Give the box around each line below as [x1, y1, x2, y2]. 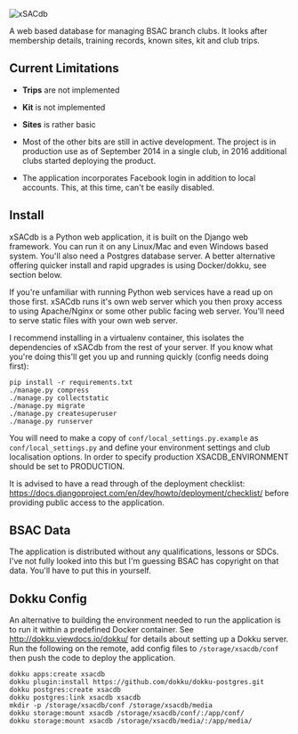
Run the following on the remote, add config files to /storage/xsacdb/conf [9, 643, 279, 654]
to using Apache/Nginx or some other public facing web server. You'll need [9, 306, 285, 316]
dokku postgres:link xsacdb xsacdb [9, 693, 141, 703]
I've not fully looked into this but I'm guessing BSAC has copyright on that [9, 556, 279, 567]
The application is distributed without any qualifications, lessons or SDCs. [9, 546, 279, 557]
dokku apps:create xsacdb [9, 670, 105, 679]
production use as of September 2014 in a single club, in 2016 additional [21, 145, 287, 156]
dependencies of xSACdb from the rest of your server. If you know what [9, 341, 274, 352]
